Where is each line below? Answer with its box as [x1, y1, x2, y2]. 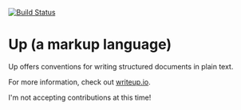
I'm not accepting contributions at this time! [8, 92, 152, 102]
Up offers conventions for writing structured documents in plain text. [8, 61, 234, 71]
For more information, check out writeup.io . [8, 77, 151, 87]
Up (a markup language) [8, 36, 172, 53]
